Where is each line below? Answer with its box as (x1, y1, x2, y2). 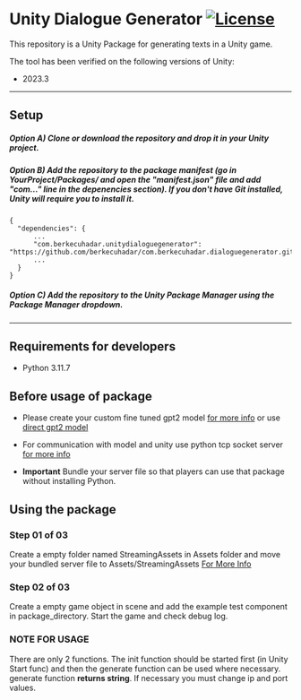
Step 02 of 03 (9, 581, 70, 593)
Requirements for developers (9, 339, 176, 354)
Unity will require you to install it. (9, 194, 134, 204)
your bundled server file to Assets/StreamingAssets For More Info (9, 558, 252, 569)
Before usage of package (9, 388, 152, 403)
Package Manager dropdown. (9, 299, 124, 310)
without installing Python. (21, 476, 116, 487)
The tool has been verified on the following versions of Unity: (9, 56, 235, 66)
